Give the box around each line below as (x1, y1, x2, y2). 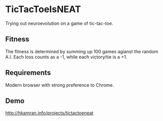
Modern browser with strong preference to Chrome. (5, 82, 114, 88)
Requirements (5, 68, 51, 77)
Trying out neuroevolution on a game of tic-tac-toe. (5, 20, 114, 26)
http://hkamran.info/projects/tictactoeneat (5, 110, 94, 116)
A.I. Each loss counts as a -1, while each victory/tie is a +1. (5, 54, 127, 60)
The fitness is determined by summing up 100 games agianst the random (5, 48, 159, 54)
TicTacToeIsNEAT (5, 4, 81, 15)
